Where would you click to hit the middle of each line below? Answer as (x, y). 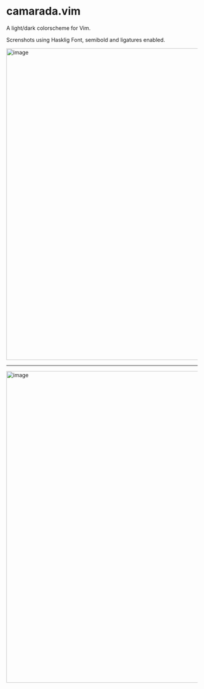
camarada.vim (43, 11)
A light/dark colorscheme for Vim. (49, 28)
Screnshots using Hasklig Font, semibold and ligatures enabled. (86, 40)
